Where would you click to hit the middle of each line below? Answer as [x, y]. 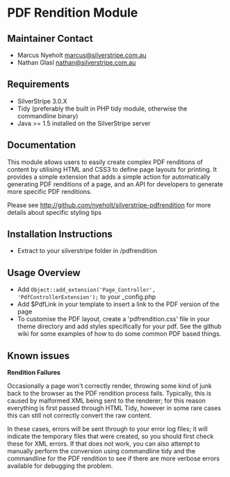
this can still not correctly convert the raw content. [79, 416]
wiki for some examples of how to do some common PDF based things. [119, 334]
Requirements [38, 84]
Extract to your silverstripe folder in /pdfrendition [87, 251]
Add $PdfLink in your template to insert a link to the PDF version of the [118, 305]
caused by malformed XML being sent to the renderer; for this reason [107, 401]
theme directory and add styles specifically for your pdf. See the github [120, 326]
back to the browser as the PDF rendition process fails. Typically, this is [109, 394]
